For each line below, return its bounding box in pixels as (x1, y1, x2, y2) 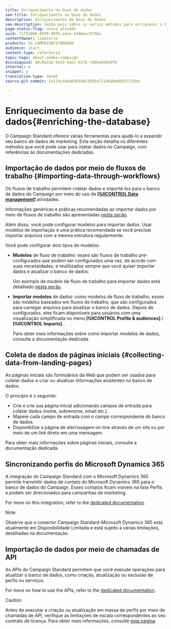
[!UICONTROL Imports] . (12, 320, 65, 326)
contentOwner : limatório (5, 36, 58, 41)
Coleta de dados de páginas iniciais (5, 350, 121, 359)
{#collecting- (121, 350, 164, 359)
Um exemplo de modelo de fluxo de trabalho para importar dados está (12, 278, 160, 284)
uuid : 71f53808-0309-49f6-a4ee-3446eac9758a (5, 31, 101, 36)
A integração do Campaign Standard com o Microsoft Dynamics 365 (5, 473, 149, 480)
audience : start (5, 45, 40, 51)
